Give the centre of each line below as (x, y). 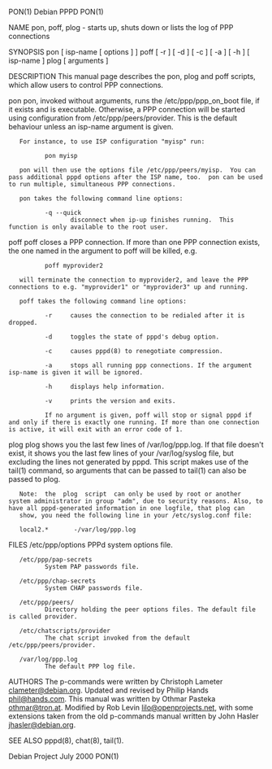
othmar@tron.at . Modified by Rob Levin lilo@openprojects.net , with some (131, 708)
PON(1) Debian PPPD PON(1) (56, 12)
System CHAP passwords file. (94, 588)
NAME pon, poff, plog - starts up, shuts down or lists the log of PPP (121, 27)
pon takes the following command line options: (101, 199)
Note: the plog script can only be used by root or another (130, 494)
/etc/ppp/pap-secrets (56, 560)
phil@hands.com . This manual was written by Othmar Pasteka (112, 699)
